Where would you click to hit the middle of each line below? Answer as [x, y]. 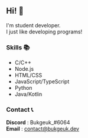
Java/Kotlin [28, 94]
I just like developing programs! [44, 32]
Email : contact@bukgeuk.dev [43, 129]
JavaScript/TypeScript [42, 81]
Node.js [24, 69]
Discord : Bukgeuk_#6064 [38, 123]
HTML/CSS [28, 76]
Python [23, 88]
